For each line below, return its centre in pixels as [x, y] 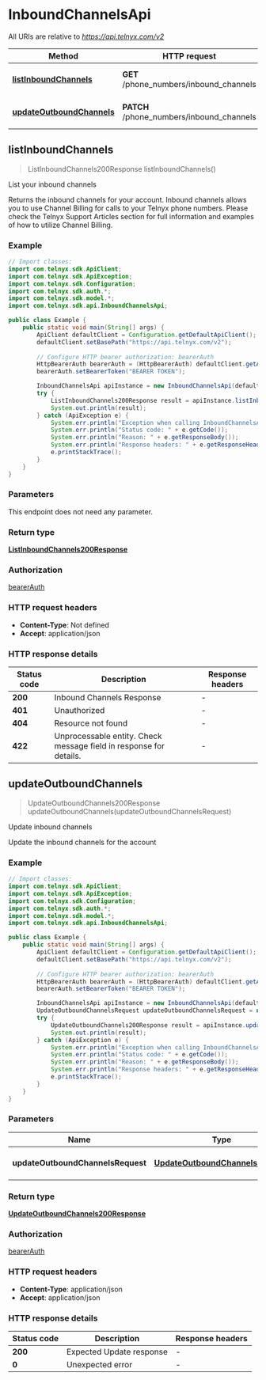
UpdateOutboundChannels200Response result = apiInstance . [148, 1025]
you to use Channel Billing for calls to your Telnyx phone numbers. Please [128, 208]
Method [64, 55]
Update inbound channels [50, 826]
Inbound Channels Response [108, 698]
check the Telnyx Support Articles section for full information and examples [131, 216]
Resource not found [91, 723]
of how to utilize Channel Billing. [61, 225]
